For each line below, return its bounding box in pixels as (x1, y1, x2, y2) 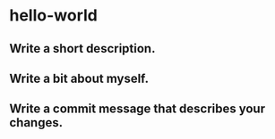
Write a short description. (9, 41, 156, 56)
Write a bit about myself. (9, 70, 150, 86)
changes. (9, 115, 64, 130)
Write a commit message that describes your (9, 102, 266, 117)
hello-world (9, 5, 99, 26)
